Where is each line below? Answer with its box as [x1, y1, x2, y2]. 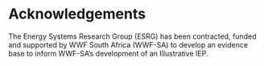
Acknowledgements [8, 5, 146, 23]
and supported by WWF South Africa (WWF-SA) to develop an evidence [8, 39, 248, 49]
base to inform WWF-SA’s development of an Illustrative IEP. [8, 48, 208, 58]
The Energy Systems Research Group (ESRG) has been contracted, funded [8, 31, 257, 41]
